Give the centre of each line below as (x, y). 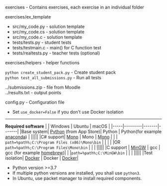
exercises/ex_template (28, 17)
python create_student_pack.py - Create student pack (60, 72)
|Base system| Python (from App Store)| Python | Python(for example (91, 131)
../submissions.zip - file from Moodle (43, 87)
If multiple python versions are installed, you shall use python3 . (76, 173)
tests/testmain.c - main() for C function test (57, 48)
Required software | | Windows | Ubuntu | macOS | (58, 126)
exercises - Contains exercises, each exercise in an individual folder (75, 7)
